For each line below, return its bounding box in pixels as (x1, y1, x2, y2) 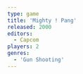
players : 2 (7, 43, 39, 50)
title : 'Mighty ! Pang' (7, 17, 77, 24)
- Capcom (13, 37, 39, 44)
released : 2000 (7, 23, 52, 30)
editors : (7, 30, 33, 37)
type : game (7, 10, 39, 18)
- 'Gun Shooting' (13, 56, 65, 63)
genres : (7, 50, 30, 57)
